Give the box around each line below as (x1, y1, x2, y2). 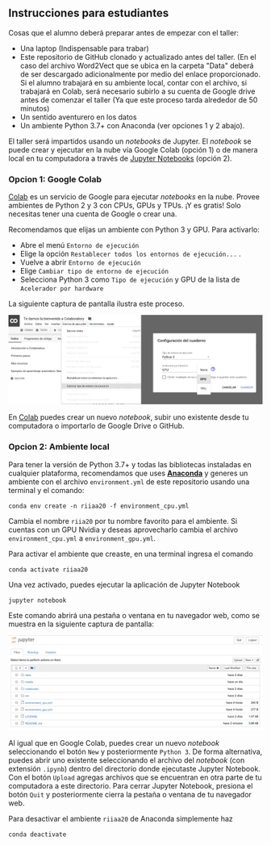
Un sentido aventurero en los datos (19, 112, 137, 122)
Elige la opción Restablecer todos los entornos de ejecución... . (19, 249, 242, 259)
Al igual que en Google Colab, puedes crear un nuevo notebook (8, 738, 220, 747)
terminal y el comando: (8, 485, 85, 495)
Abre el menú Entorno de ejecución (19, 241, 140, 250)
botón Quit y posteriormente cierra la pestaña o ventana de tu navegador (8, 789, 252, 799)
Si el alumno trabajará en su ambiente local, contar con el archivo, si (19, 77, 248, 87)
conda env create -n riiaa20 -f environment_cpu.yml (8, 502, 190, 510)
